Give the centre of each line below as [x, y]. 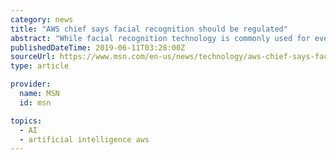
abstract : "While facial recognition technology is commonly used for [160, 38]
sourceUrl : [33, 57]
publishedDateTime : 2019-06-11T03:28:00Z [98, 47]
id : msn [35, 102]
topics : [26, 121]
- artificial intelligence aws [84, 139]
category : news [42, 19]
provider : [31, 84]
